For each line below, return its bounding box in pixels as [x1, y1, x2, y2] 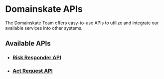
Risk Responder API [12, 54, 61, 61]
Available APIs [5, 39, 51, 48]
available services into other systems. [5, 25, 83, 31]
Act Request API [12, 68, 53, 75]
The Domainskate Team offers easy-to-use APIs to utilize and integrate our [5, 20, 159, 26]
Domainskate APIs [5, 3, 83, 15]
